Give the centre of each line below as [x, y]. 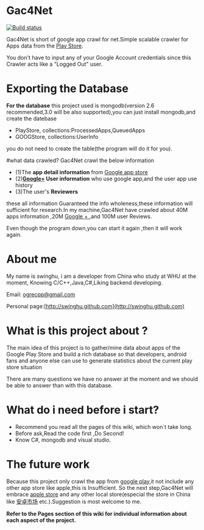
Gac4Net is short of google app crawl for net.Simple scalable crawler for [97, 39]
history [24, 185]
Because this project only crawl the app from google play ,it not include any [100, 481]
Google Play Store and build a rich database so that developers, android [97, 354]
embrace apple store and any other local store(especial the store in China [98, 494]
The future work [48, 464]
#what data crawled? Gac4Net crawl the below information [80, 160]
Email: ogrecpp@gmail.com [41, 294]
